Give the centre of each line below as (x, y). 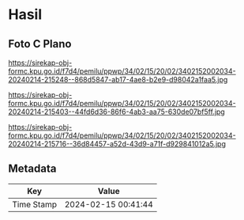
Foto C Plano (40, 44)
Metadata (32, 169)
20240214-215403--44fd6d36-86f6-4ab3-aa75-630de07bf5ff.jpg (116, 112)
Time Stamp (35, 204)
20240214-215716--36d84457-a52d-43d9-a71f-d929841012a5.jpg (117, 144)
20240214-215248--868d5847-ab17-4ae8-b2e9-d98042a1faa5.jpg (118, 80)
